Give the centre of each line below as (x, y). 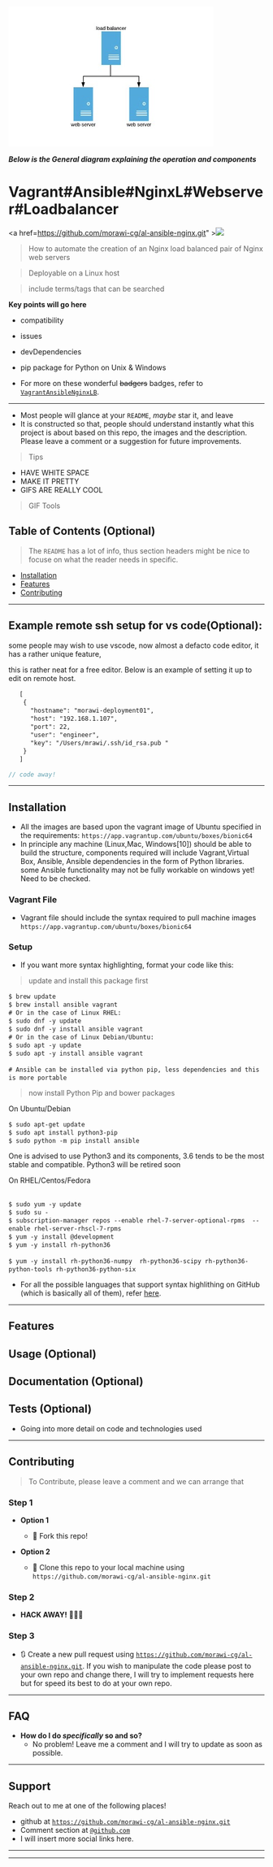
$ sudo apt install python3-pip (63, 1132)
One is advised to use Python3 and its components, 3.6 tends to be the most (136, 1156)
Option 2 (35, 1552)
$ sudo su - (28, 1212)
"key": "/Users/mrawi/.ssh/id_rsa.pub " (99, 743)
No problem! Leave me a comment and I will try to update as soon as (147, 1744)
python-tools (30, 1269)
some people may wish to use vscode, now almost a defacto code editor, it (134, 645)
